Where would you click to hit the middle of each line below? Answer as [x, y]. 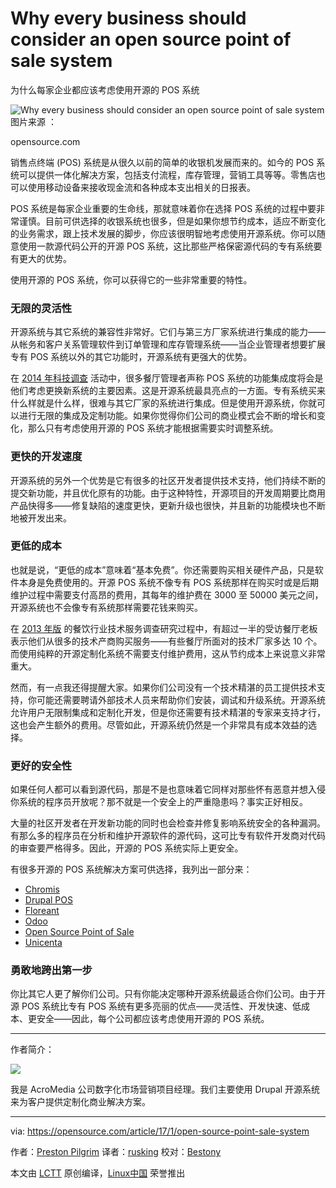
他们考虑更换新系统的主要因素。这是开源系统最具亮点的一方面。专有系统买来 [168, 391]
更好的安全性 [41, 765]
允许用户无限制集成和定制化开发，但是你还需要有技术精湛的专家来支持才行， [168, 712]
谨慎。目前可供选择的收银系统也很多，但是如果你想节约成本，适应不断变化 [172, 221]
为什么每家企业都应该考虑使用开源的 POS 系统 [105, 89]
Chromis [42, 889]
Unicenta [43, 943]
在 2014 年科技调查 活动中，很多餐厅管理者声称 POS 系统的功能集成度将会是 [167, 378]
